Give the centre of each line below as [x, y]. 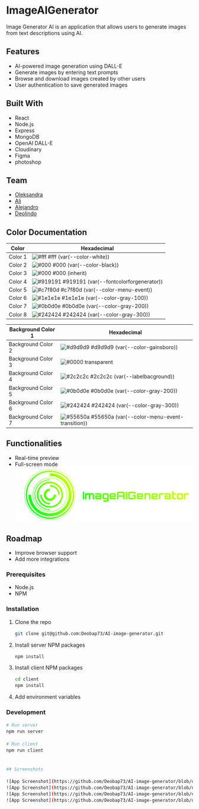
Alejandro [26, 207]
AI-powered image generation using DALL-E [68, 66]
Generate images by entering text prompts [66, 72]
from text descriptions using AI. [44, 33]
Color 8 [18, 314]
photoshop [28, 162]
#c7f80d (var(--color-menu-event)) [107, 290]
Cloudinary [28, 149]
